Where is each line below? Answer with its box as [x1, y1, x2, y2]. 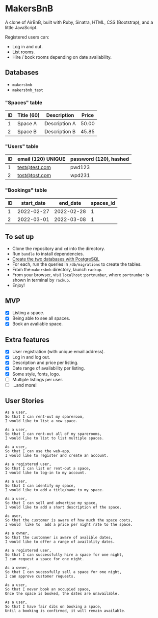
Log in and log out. [12, 354, 51, 360]
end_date [58, 199, 81, 206]
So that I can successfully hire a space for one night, [5, 552, 124, 557]
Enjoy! [12, 282, 25, 289]
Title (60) [17, 112, 40, 119]
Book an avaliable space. [12, 321, 63, 327]
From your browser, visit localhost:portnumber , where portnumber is [12, 272, 149, 278]
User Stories [5, 397, 44, 405]
